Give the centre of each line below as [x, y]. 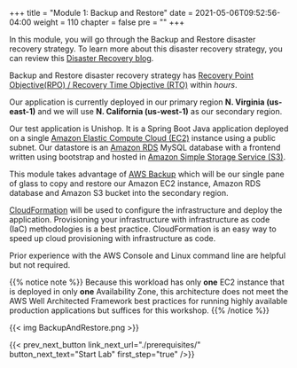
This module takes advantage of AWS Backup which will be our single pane [147, 174]
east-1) [23, 111]
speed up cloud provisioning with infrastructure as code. [113, 238]
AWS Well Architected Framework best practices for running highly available [148, 301]
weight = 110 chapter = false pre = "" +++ [109, 22]
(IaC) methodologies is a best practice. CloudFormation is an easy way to [143, 229]
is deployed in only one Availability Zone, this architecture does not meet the [149, 291]
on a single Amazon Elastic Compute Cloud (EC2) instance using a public [143, 138]
